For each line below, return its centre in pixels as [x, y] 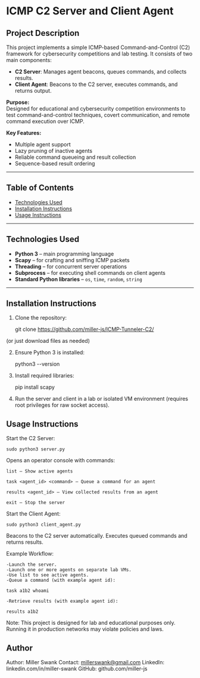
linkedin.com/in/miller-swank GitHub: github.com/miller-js [77, 669]
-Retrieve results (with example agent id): [62, 602]
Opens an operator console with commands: [61, 461]
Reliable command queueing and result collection [75, 157]
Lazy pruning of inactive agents [54, 151]
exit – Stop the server [36, 503]
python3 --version [37, 364]
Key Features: [24, 133]
